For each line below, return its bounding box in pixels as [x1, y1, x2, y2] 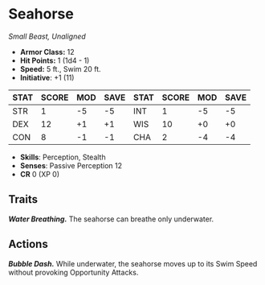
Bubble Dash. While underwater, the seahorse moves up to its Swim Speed [8, 258, 258, 268]
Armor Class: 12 [19, 47, 75, 56]
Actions [8, 237, 48, 251]
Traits [8, 192, 39, 206]
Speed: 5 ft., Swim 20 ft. [19, 64, 102, 73]
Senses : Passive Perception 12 [19, 160, 123, 170]
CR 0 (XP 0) [19, 169, 60, 179]
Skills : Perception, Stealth [19, 152, 106, 162]
